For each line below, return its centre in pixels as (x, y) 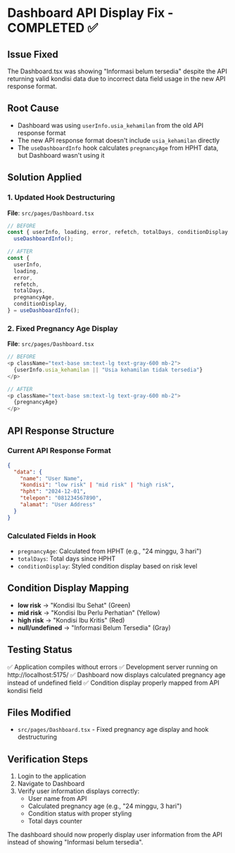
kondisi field (25, 690)
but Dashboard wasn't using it (61, 155)
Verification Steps (48, 759)
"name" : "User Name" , (51, 478)
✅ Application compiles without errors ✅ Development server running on (113, 666)
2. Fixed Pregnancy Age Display (63, 328)
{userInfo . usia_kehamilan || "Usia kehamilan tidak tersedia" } (108, 370)
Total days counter (55, 821)
